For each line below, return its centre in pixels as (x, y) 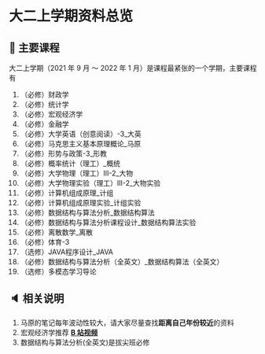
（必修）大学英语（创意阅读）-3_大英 (81, 134)
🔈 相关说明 (37, 299)
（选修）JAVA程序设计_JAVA (66, 252)
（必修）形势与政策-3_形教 (64, 153)
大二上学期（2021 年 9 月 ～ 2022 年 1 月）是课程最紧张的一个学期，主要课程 (133, 68)
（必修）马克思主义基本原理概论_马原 (81, 144)
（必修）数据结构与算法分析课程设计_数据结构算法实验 (108, 222)
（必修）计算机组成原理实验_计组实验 (81, 203)
